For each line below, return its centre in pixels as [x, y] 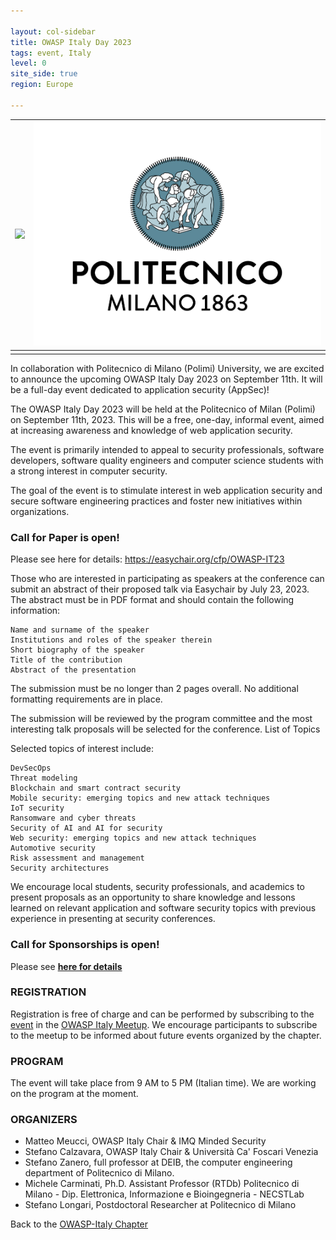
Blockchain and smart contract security [96, 788]
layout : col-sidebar [53, 31]
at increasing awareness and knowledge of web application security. [151, 430]
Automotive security [53, 848]
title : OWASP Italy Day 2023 [71, 42]
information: [35, 611]
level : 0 [28, 63]
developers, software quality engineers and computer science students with [167, 460]
